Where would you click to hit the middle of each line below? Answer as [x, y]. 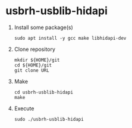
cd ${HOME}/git [33, 65]
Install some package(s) [44, 27]
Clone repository [35, 49]
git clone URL [32, 70]
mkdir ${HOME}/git [37, 60]
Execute [24, 108]
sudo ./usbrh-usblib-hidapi [49, 119]
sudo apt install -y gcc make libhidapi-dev [70, 38]
